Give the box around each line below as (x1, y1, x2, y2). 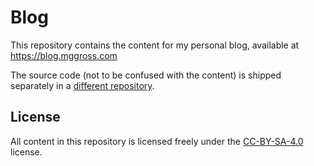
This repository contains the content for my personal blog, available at (10, 39, 300, 51)
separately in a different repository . (10, 79, 155, 91)
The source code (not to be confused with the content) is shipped (10, 69, 282, 81)
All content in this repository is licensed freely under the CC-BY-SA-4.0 (10, 135, 304, 147)
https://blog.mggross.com (10, 49, 118, 61)
